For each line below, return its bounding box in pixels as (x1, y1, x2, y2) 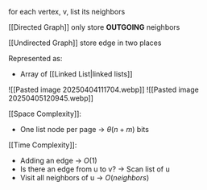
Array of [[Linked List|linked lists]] (19, 69, 133, 79)
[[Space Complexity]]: (8, 109, 82, 118)
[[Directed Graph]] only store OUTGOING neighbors (8, 23, 180, 31)
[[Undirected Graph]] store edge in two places (8, 38, 162, 47)
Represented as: (8, 54, 63, 63)
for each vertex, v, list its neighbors (8, 7, 126, 16)
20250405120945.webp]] (8, 93, 94, 103)
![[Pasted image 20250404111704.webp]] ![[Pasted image (8, 85, 199, 94)
